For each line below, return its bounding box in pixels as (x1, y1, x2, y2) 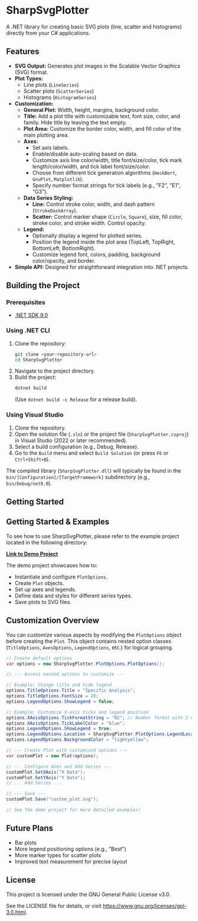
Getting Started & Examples (6, 517, 110, 527)
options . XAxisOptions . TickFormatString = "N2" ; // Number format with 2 (6, 715, 189, 720)
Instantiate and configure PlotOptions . (14, 573, 108, 580)
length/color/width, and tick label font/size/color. (32, 163, 150, 170)
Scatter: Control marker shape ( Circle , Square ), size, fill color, (32, 213, 183, 220)
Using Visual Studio (6, 411, 64, 419)
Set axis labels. (32, 144, 70, 151)
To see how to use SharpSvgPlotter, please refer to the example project (6, 532, 180, 539)
